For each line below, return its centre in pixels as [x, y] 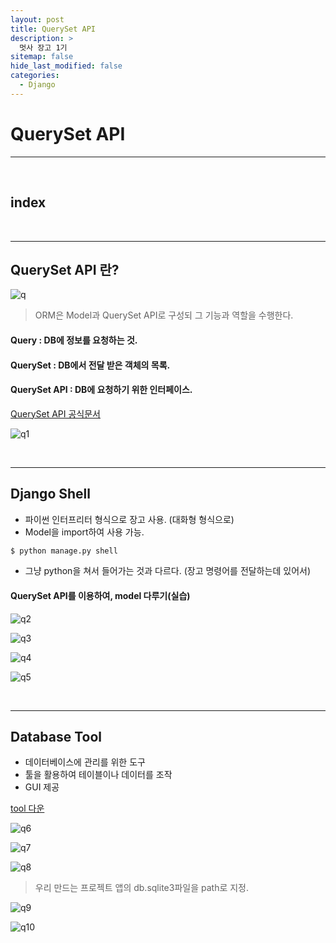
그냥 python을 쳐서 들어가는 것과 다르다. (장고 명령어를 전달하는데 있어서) [168, 571]
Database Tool [56, 736]
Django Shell [50, 494]
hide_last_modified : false [66, 66]
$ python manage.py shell [64, 551]
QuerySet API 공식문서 [55, 413]
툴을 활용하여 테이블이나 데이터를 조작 [98, 775]
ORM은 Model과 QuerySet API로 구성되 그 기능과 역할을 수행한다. [164, 315]
